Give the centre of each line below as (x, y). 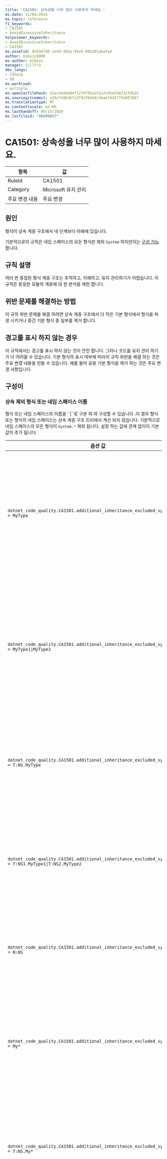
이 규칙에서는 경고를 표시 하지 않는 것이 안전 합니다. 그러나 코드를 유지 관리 (77, 350)
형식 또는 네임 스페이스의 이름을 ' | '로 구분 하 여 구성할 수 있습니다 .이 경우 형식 (82, 414)
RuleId (15, 181)
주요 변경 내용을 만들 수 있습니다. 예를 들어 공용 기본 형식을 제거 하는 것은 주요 (81, 363)
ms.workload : (19, 84)
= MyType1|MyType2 (29, 649)
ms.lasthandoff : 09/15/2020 (34, 112)
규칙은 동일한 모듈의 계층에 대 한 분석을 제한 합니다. (55, 284)
